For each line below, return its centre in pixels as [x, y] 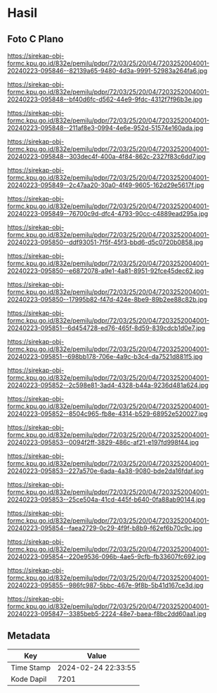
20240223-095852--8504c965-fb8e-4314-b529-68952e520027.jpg [108, 414]
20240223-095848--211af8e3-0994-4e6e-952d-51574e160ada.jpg [105, 128]
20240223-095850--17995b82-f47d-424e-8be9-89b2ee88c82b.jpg [107, 299]
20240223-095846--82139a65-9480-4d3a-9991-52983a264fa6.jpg [107, 71]
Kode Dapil [29, 679]
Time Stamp [31, 668]
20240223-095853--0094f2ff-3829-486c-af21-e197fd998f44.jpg [103, 442]
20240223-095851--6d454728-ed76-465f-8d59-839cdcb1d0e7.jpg [106, 328]
